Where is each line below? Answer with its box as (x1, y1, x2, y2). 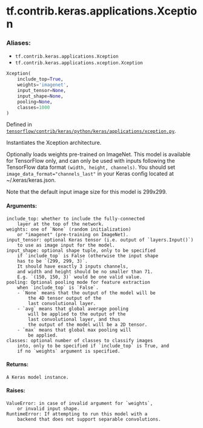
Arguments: (6, 202, 38, 209)
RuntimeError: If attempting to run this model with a (6, 411, 148, 417)
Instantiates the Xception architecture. (6, 139, 102, 147)
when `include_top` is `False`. (17, 285, 99, 291)
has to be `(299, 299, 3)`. (17, 258, 88, 264)
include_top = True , (17, 76, 64, 82)
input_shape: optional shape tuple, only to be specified (6, 247, 156, 254)
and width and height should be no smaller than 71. (17, 268, 153, 275)
